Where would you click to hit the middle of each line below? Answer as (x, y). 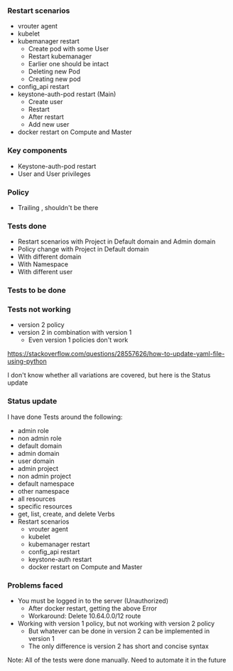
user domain (36, 461)
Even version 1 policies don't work (78, 340)
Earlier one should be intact (68, 64)
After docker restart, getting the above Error (93, 608)
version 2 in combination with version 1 (75, 333)
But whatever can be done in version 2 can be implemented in (119, 631)
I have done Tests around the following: (65, 417)
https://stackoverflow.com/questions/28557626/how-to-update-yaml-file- (116, 354)
